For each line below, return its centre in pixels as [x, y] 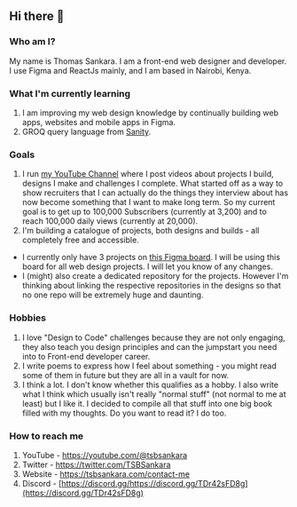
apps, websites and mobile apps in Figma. [98, 122]
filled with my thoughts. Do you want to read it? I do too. [124, 413]
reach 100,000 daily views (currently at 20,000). [110, 221]
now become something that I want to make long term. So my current [148, 202]
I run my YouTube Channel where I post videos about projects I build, [148, 174]
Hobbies [28, 318]
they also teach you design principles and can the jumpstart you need [149, 346]
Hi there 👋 [37, 16]
